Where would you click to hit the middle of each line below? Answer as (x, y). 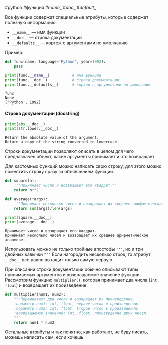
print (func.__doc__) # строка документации (62, 80)
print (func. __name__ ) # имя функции (53, 75)
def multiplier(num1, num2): (35, 295)
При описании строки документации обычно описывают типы (72, 269)
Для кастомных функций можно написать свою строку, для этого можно (83, 166)
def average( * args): (27, 199)
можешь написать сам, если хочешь (44, 337)
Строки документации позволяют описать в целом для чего (69, 151)
